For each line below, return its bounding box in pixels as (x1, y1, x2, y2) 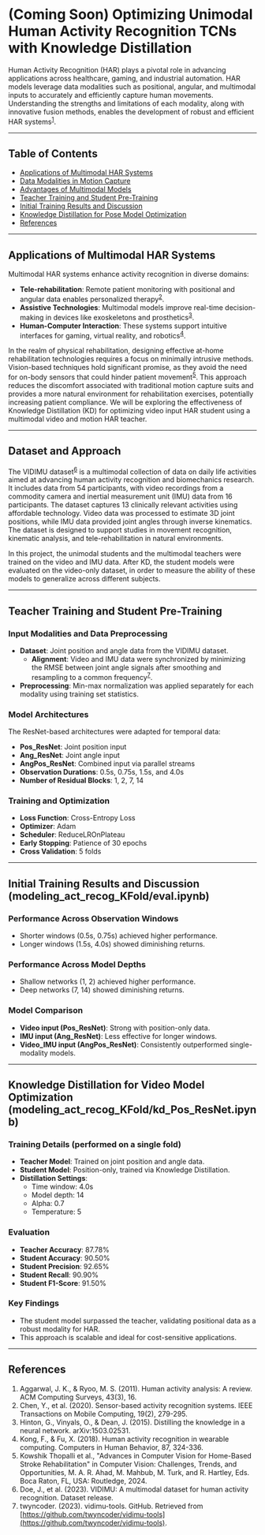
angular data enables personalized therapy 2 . (19, 293, 165, 304)
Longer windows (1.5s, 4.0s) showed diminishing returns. (19, 939, 205, 948)
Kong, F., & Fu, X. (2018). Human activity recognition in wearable (19, 1434, 230, 1443)
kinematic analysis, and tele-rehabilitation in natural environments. (8, 534, 224, 543)
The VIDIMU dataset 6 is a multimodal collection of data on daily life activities (8, 465, 257, 476)
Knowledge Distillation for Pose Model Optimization (19, 210, 187, 219)
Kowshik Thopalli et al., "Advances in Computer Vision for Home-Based (19, 1451, 252, 1460)
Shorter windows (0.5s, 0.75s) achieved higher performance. (19, 931, 218, 940)
